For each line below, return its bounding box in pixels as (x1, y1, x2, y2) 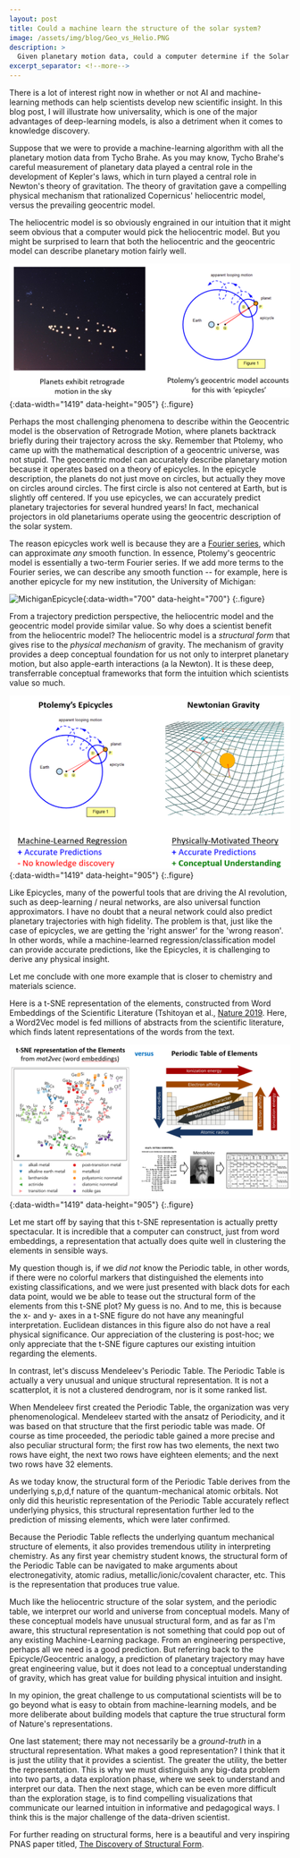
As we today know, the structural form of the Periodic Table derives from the (9, 1477, 291, 1487)
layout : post (9, 14, 58, 23)
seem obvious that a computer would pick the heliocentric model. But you (9, 226, 280, 237)
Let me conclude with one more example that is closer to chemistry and (9, 971, 273, 982)
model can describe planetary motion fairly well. (9, 246, 187, 256)
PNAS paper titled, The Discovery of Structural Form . (9, 1839, 204, 1850)
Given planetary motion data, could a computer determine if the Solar (17, 52, 290, 62)
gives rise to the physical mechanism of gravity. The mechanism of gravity (9, 640, 284, 651)
